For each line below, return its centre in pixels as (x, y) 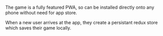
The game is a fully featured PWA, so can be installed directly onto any (80, 7)
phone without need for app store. (41, 13)
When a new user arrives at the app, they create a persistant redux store (82, 23)
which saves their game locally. (38, 28)
